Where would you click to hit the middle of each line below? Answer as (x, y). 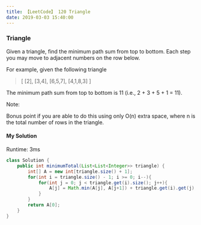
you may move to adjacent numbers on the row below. (73, 58)
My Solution (22, 136)
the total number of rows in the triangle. (55, 122)
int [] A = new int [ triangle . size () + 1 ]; (80, 172)
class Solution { (28, 160)
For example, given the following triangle (56, 69)
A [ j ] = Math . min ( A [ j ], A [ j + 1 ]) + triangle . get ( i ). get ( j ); (123, 188)
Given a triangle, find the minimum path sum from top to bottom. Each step (98, 51)
